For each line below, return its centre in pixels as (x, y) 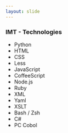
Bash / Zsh (27, 113)
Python (23, 44)
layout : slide (23, 11)
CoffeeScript (29, 75)
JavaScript (27, 69)
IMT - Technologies (34, 32)
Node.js (23, 82)
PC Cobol (25, 125)
